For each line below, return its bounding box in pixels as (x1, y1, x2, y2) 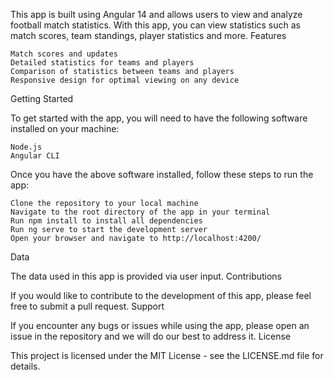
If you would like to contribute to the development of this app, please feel (10, 290, 312, 301)
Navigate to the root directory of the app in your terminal (10, 207, 271, 217)
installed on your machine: (10, 123, 120, 134)
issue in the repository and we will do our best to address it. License (10, 330, 292, 342)
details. (10, 360, 41, 372)
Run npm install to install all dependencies (10, 216, 203, 226)
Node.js (10, 142, 43, 152)
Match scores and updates (10, 49, 118, 59)
